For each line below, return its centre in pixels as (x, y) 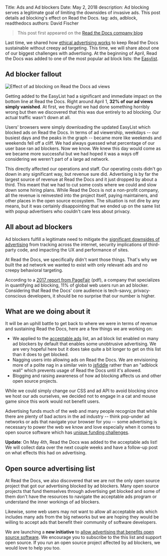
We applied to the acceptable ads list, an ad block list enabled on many (85, 339)
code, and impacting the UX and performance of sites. (73, 249)
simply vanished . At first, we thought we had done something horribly (77, 107)
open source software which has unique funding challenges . (67, 432)
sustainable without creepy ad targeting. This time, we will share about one (82, 48)
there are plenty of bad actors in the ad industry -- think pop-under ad (77, 416)
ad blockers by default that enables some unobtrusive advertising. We (84, 344)
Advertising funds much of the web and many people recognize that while (81, 411)
